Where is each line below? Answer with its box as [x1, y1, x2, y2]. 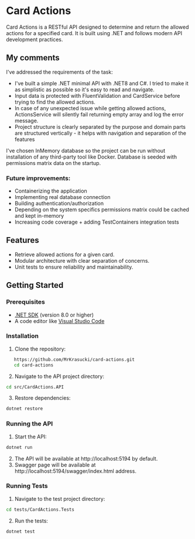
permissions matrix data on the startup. [6, 159, 101, 166]
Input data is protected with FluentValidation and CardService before [14, 92, 180, 99]
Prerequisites [6, 298, 45, 306]
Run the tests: [14, 517, 49, 524]
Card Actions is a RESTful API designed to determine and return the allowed [6, 23, 189, 30]
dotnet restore [6, 406, 43, 412]
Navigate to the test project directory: [14, 495, 105, 502]
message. [14, 117, 39, 124]
